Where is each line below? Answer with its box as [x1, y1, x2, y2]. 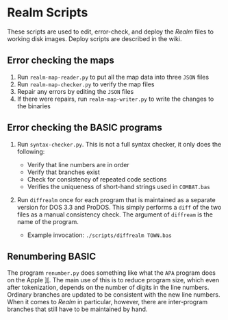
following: [16, 147, 45, 156]
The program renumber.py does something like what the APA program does [7, 269, 216, 277]
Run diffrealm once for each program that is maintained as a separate [16, 195, 216, 204]
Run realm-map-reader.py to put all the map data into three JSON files [16, 73, 210, 81]
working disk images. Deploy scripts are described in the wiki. [7, 34, 182, 42]
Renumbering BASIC [7, 250, 97, 262]
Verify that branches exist [27, 168, 101, 176]
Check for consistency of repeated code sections [27, 175, 167, 183]
